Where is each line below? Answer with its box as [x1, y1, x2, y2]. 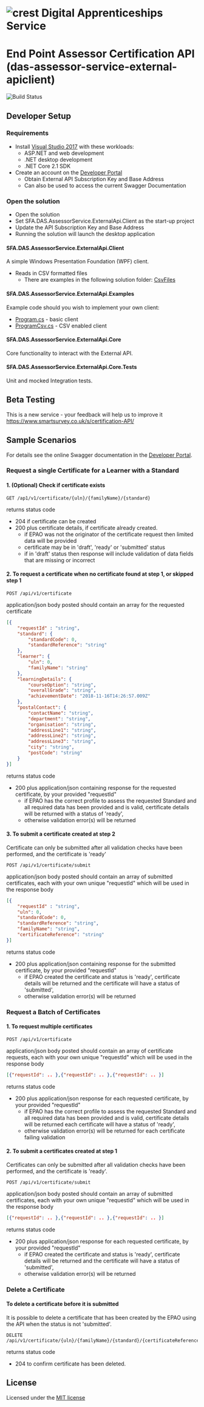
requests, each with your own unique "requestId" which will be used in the [6, 1053, 192, 1061]
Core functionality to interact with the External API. [6, 349, 133, 357]
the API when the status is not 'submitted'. [6, 1320, 112, 1328]
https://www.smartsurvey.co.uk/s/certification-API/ [6, 417, 135, 424]
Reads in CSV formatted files [15, 270, 88, 277]
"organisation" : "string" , [28, 721, 97, 728]
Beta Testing [6, 395, 55, 405]
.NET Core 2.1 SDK [24, 162, 71, 170]
